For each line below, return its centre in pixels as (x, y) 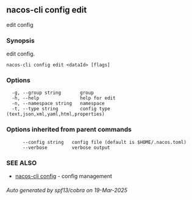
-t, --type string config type (61, 109)
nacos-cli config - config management (64, 176)
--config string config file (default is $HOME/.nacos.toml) (105, 142)
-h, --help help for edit (64, 98)
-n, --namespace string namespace (58, 104)
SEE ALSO (22, 163)
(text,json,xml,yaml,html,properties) (55, 114)
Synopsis (20, 40)
